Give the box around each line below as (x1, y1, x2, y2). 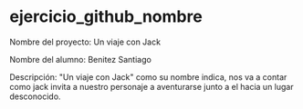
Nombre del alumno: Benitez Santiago (9, 54, 152, 64)
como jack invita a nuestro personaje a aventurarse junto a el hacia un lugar (9, 81, 294, 92)
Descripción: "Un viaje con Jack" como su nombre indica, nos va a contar (9, 71, 287, 83)
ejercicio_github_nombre (9, 6, 203, 27)
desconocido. (9, 91, 61, 102)
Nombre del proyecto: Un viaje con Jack (9, 36, 162, 47)
